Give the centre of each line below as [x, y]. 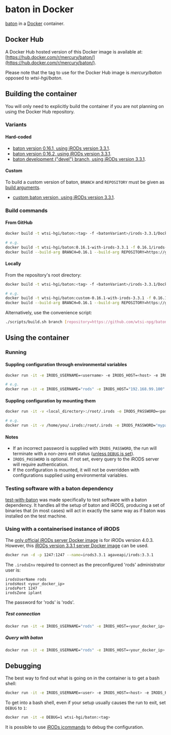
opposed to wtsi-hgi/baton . [34, 78]
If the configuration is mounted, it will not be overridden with [76, 470]
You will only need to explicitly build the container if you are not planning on [84, 106]
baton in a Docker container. [35, 23]
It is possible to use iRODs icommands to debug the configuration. [75, 727]
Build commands [26, 210]
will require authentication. [40, 465]
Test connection [23, 614]
